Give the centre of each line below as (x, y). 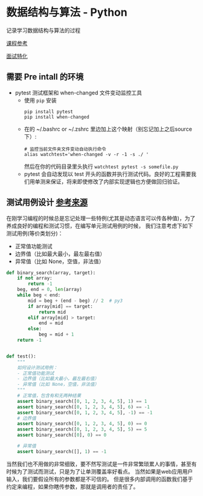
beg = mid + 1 (56, 334)
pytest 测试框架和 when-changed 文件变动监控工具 (78, 93)
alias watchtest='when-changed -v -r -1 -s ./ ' (86, 154)
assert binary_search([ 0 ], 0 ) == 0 (62, 435)
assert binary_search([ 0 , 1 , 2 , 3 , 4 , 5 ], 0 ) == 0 (82, 424)
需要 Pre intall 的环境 (45, 77)
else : (35, 329)
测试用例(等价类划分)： (35, 233)
